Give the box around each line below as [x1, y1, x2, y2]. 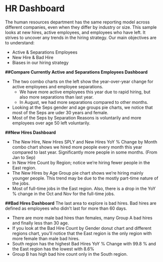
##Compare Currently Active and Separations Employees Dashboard [5, 69, 148, 75]
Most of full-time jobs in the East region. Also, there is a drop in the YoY [12, 185, 156, 191]
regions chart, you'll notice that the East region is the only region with [12, 230, 152, 236]
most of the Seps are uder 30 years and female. [12, 109, 109, 115]
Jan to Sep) [12, 154, 36, 160]
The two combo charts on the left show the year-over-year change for [12, 79, 154, 84]
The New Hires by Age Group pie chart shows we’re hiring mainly [12, 170, 144, 176]
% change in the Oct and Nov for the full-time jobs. [12, 191, 115, 197]
